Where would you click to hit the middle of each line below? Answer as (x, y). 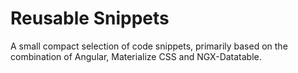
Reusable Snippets (90, 18)
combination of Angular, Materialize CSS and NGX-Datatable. (136, 56)
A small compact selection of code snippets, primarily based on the (149, 46)
